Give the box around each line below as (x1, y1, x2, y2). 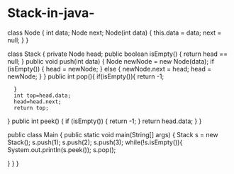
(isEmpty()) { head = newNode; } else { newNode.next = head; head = (7, 64, 211, 73)
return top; (13, 104, 50, 111)
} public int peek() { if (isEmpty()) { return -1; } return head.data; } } (7, 117, 202, 125)
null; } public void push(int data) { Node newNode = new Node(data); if (7, 57, 215, 65)
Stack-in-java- (7, 5, 95, 21)
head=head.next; (13, 98, 62, 105)
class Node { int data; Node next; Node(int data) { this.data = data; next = (7, 28, 222, 37)
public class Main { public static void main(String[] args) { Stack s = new (7, 130, 218, 139)
